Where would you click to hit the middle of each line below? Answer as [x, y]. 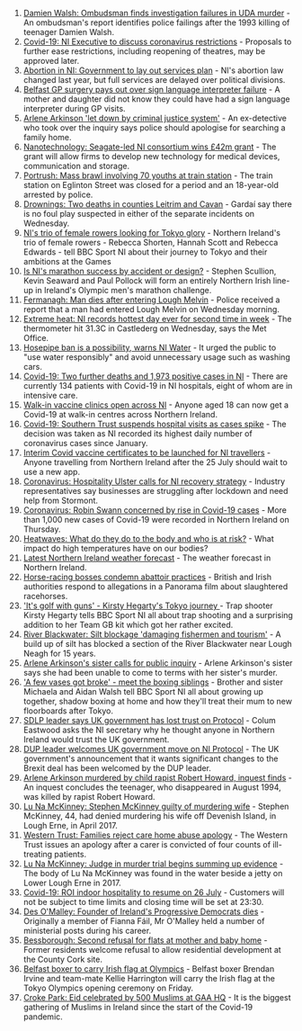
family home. [47, 137]
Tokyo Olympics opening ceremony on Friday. [108, 988]
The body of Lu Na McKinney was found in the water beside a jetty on [153, 873]
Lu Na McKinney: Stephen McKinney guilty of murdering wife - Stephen [156, 806]
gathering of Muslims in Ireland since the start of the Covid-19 [138, 1007]
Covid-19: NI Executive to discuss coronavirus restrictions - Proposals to [157, 41]
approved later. [51, 61]
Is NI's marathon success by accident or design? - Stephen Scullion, [150, 271]
